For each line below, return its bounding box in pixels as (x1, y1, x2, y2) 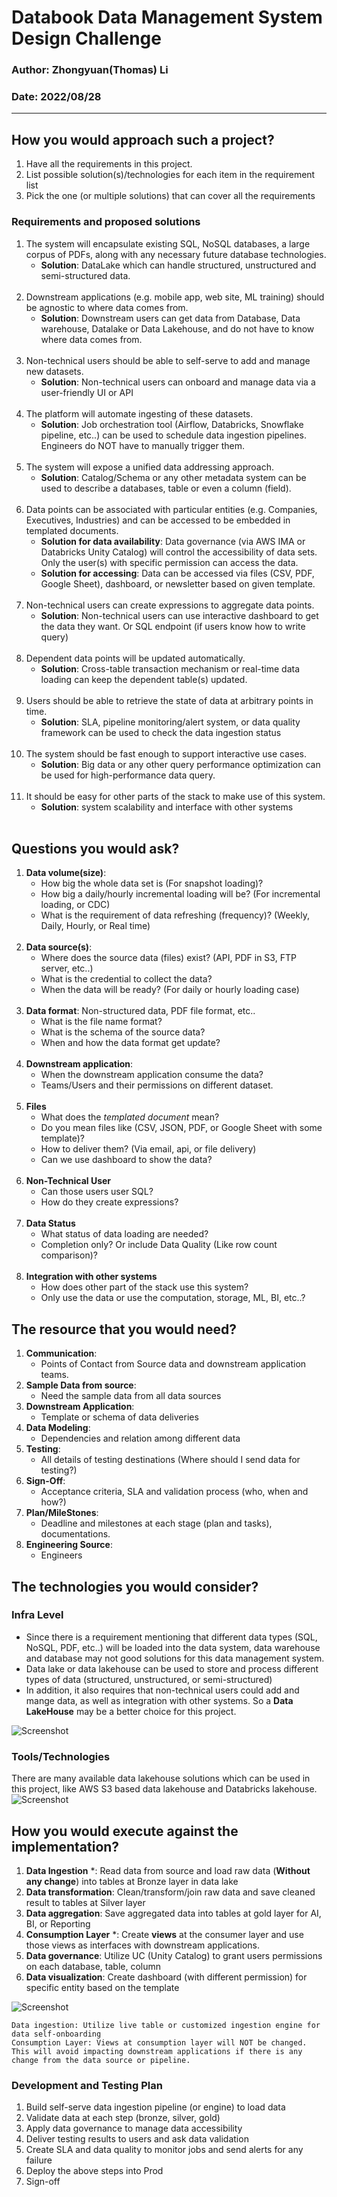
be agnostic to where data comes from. (25, 301, 189, 313)
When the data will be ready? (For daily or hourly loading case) (40, 984, 300, 996)
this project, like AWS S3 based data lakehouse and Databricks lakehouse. (11, 1783, 318, 1795)
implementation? (11, 1838, 120, 1855)
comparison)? (40, 1249, 98, 1261)
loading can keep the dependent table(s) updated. (40, 673, 248, 685)
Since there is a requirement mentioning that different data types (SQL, (25, 1631, 318, 1643)
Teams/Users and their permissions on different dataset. (40, 1079, 274, 1091)
